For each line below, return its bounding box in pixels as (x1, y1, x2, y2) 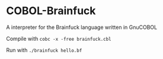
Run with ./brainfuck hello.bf (6, 46, 82, 54)
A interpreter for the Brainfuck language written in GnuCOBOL (6, 24, 158, 31)
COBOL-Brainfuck (6, 4, 96, 18)
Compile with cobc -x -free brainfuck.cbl (6, 35, 111, 42)
